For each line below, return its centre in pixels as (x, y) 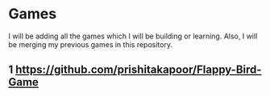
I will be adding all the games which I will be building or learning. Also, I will (133, 36)
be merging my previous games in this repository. (91, 44)
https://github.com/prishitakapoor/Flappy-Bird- (139, 70)
